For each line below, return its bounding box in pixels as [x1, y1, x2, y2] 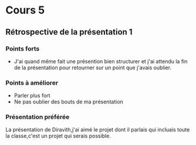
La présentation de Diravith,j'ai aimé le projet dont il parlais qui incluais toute [5, 126, 190, 133]
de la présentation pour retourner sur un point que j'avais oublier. [13, 64, 171, 71]
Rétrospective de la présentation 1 [5, 27, 133, 37]
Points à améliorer [5, 79, 59, 87]
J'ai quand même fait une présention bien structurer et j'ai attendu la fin [13, 58, 188, 65]
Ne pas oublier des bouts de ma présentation [13, 98, 124, 106]
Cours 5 [5, 4, 45, 17]
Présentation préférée [5, 113, 70, 121]
